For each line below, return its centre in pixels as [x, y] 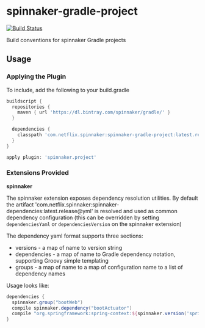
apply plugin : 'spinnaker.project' [52, 157]
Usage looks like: [28, 285]
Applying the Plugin [36, 76]
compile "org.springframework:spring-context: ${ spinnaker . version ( [99, 314]
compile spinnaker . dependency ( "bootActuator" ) [72, 308]
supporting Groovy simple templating [62, 260]
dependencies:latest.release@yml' [50, 211]
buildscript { [24, 101]
